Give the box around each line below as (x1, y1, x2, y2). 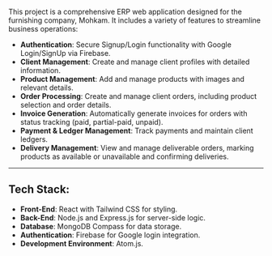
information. (19, 66, 61, 75)
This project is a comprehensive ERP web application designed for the (8, 7, 243, 16)
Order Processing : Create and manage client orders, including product (19, 92, 257, 100)
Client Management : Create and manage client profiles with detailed (19, 57, 250, 66)
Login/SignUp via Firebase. (19, 49, 111, 58)
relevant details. (19, 83, 74, 92)
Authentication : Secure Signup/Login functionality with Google (19, 40, 232, 49)
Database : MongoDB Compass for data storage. (19, 221, 182, 231)
